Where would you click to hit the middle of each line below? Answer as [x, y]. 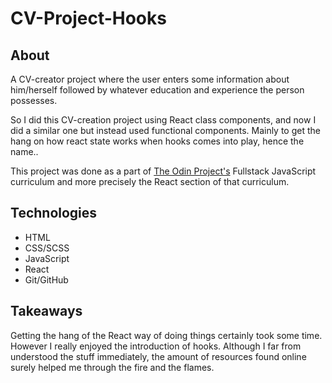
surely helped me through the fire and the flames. [112, 367]
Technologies [54, 213]
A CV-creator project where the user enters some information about [150, 79]
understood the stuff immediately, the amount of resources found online [158, 356]
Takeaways [46, 311]
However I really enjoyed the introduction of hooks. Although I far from [156, 346]
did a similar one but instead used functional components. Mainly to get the [165, 130]
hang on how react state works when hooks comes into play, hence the [157, 141]
